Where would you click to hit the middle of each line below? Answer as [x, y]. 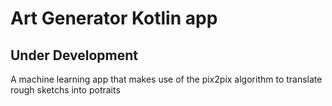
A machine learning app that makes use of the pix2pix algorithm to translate [166, 79]
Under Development [74, 55]
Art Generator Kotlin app [114, 18]
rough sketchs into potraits [65, 90]
